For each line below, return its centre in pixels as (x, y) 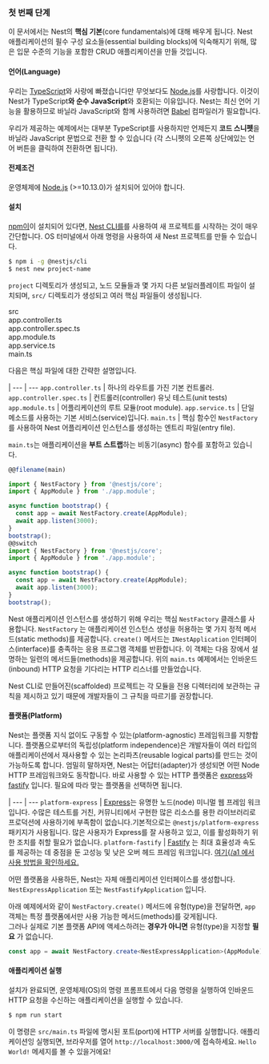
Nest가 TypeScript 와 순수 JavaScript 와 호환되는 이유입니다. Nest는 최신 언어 (130, 101)
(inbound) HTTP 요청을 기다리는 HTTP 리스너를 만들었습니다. (105, 669)
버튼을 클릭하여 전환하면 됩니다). (67, 148)
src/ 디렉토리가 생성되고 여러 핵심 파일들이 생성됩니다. (117, 295)
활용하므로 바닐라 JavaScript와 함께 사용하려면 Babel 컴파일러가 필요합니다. (142, 111)
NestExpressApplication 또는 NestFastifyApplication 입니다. (107, 889)
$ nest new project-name (50, 269)
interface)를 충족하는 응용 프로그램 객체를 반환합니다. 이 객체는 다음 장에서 (133, 649)
